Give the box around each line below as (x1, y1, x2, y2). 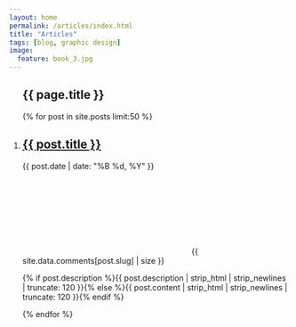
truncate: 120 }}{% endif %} (21, 291, 124, 302)
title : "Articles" (9, 29, 77, 38)
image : (9, 46, 34, 55)
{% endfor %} (21, 308, 74, 319)
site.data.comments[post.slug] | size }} (21, 255, 165, 266)
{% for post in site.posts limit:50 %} (21, 110, 153, 121)
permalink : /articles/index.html (9, 21, 133, 30)
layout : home (9, 12, 58, 22)
